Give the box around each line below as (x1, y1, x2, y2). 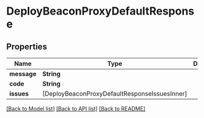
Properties (6, 41, 47, 52)
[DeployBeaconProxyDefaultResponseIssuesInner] (42, 89, 188, 98)
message (9, 70, 36, 78)
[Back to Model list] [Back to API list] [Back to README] (6, 105, 146, 112)
